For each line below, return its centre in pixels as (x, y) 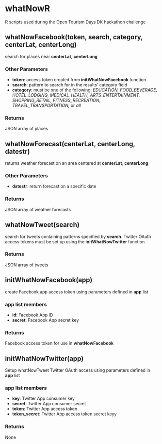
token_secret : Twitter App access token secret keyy (64, 414)
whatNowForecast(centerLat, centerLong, (70, 144)
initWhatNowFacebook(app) (49, 280)
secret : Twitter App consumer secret (49, 404)
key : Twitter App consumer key (43, 398)
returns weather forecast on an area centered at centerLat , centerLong (77, 163)
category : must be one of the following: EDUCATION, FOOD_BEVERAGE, (85, 90)
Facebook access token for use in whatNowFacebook (59, 343)
